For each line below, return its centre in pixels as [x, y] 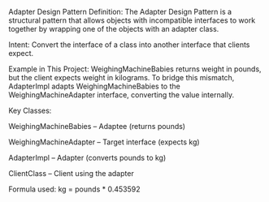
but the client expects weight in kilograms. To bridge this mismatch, [121, 77]
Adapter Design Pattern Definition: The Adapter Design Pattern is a [120, 12]
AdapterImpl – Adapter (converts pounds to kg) [87, 158]
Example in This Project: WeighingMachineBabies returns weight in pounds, [135, 69]
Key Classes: [30, 110]
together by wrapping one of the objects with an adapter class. [114, 29]
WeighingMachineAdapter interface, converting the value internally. [121, 95]
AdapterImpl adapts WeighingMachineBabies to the [94, 86]
